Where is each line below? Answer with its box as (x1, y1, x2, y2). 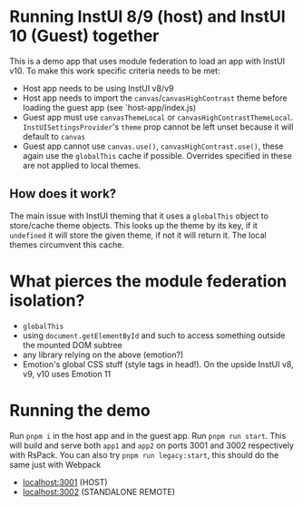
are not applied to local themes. (22, 160, 142, 170)
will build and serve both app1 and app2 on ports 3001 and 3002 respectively (9, 440, 295, 451)
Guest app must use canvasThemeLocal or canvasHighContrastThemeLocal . (22, 112, 294, 122)
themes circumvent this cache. (9, 238, 125, 250)
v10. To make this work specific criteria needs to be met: (9, 65, 220, 76)
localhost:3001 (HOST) (22, 476, 108, 487)
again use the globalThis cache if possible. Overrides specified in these (22, 150, 292, 161)
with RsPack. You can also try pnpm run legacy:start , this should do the (9, 449, 279, 460)
